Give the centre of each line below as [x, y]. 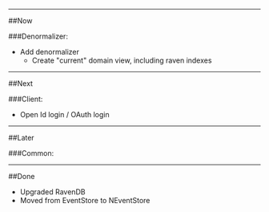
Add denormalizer [50, 52]
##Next [21, 84]
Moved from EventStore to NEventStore [85, 200]
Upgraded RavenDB [52, 192]
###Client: [26, 99]
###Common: [31, 153]
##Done [22, 176]
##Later [21, 138]
